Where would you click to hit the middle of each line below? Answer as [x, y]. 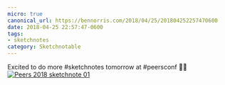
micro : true [25, 14]
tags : [15, 34]
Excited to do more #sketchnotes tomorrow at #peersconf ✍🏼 [97, 67]
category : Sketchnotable [44, 47]
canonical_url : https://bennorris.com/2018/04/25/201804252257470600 [113, 21]
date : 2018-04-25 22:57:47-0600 [55, 27]
